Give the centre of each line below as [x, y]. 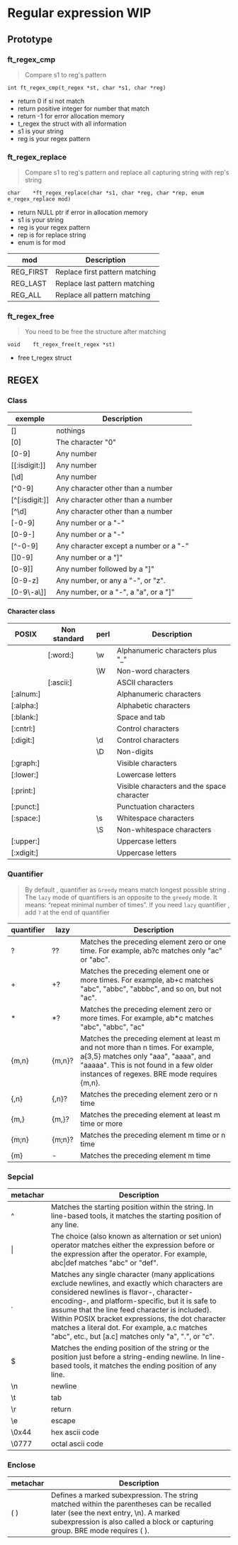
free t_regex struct [45, 358]
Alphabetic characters [153, 706]
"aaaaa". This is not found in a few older [147, 1065]
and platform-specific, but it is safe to [153, 1301]
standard [68, 638]
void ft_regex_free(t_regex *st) [61, 345]
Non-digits [135, 752]
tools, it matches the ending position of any [145, 1366]
